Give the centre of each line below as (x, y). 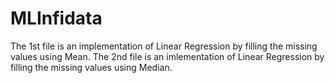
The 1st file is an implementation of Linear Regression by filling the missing (164, 46)
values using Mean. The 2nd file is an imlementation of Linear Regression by (167, 56)
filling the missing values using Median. (91, 67)
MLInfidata (56, 18)
